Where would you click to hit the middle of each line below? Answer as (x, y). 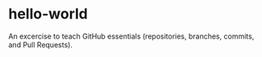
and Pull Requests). (40, 44)
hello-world (48, 14)
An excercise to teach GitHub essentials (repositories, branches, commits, (131, 36)
